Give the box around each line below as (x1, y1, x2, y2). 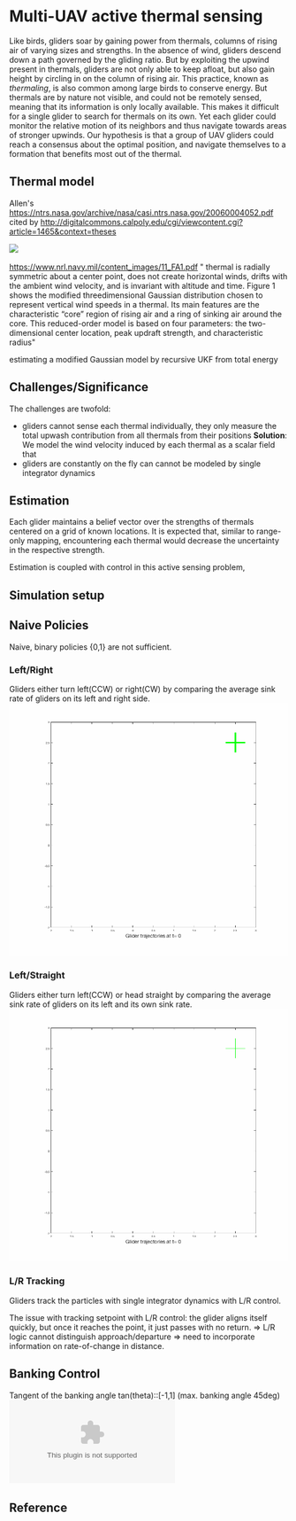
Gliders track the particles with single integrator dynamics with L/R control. (9, 1295, 281, 1306)
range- (255, 526, 282, 537)
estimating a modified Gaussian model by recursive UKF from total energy (9, 354, 278, 364)
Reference (9, 1500, 68, 1515)
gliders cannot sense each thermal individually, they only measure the (21, 420, 277, 431)
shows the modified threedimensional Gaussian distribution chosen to (9, 290, 263, 300)
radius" (9, 337, 36, 347)
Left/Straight (9, 969, 65, 981)
